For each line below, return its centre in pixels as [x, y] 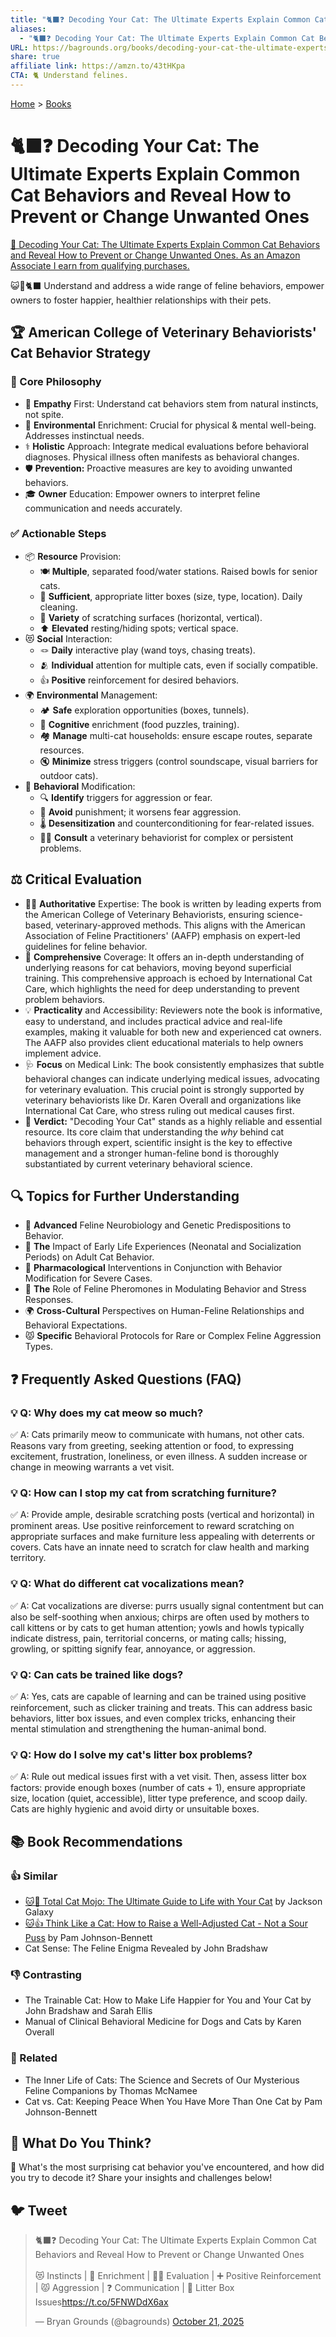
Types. [38, 1347]
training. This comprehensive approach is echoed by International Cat [168, 978]
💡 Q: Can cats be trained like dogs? [97, 1674]
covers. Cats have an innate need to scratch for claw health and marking [160, 1547]
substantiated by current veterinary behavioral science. [138, 1163]
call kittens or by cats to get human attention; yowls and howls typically [157, 1627]
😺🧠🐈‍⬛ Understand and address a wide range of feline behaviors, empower [167, 285]
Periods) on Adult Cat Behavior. [89, 1257]
